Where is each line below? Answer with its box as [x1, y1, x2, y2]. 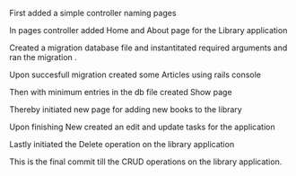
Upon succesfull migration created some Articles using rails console [9, 69, 262, 80]
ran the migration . [9, 52, 78, 62]
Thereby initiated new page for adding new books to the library [9, 104, 242, 115]
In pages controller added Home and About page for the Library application [9, 25, 288, 35]
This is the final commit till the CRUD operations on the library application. [9, 156, 283, 167]
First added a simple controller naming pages [9, 8, 177, 18]
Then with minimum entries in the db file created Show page [9, 87, 232, 97]
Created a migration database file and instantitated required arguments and [9, 42, 288, 53]
